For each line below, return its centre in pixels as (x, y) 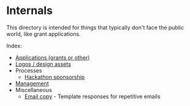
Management (32, 83)
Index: (14, 46)
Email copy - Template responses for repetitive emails (92, 96)
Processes (28, 70)
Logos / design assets (43, 64)
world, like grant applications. (44, 34)
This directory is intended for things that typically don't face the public (95, 27)
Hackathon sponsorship (55, 77)
